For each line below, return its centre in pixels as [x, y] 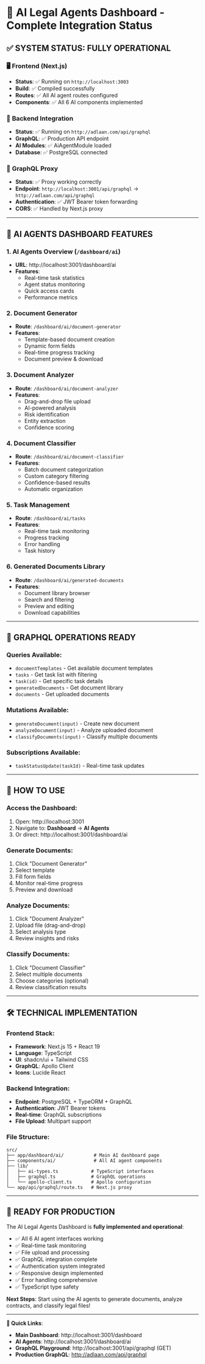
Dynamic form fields [50, 346]
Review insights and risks [47, 939]
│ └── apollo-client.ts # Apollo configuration [79, 1182]
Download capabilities [52, 612]
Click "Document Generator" [51, 863]
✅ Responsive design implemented [59, 1273]
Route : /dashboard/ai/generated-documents [69, 580]
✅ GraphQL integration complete [56, 1259]
